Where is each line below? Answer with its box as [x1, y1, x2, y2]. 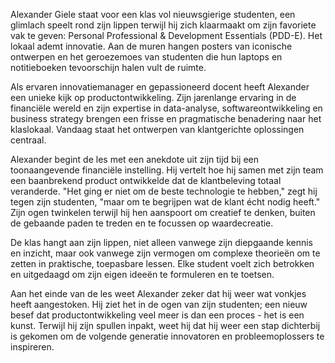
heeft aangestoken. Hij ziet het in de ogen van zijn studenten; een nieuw [10, 299, 308, 310]
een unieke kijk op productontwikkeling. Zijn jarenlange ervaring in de [10, 92, 297, 103]
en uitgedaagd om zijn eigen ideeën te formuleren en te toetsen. [10, 269, 275, 280]
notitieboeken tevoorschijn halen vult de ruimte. [10, 62, 207, 73]
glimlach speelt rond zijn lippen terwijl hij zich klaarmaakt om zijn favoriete [10, 19, 317, 31]
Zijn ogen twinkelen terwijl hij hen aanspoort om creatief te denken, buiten [10, 207, 316, 218]
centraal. [10, 134, 47, 146]
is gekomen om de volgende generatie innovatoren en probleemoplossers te [10, 330, 325, 342]
